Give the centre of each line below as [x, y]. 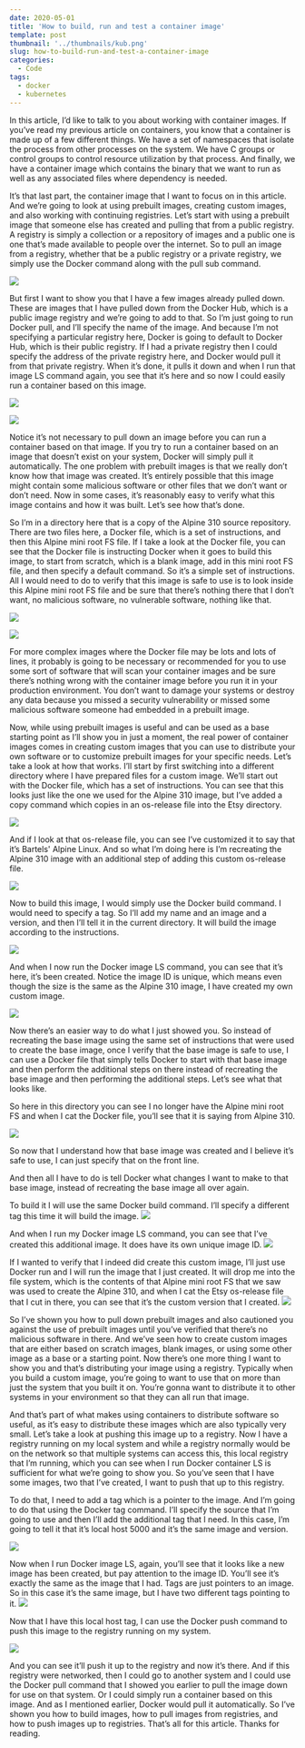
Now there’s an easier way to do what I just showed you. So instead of [141, 1031]
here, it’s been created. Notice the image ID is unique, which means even [146, 976]
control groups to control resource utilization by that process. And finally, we [152, 158]
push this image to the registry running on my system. [110, 1631]
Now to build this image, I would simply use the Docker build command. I [145, 903]
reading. [25, 1733]
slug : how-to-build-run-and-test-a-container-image [109, 52]
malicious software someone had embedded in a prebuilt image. [129, 709]
